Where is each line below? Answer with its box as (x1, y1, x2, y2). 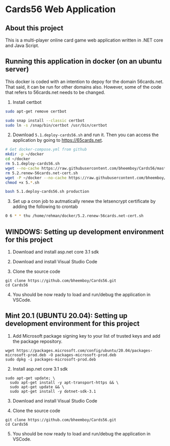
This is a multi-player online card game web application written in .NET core (5, 37, 163, 43)
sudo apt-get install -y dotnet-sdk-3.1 (10, 389, 96, 394)
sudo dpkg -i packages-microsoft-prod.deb (5, 357, 96, 362)
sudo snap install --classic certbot (5, 118, 85, 123)
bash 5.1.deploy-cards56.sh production (5, 189, 90, 194)
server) (5, 65, 29, 74)
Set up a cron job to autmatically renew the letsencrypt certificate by (12, 198, 156, 205)
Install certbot (12, 99, 42, 105)
